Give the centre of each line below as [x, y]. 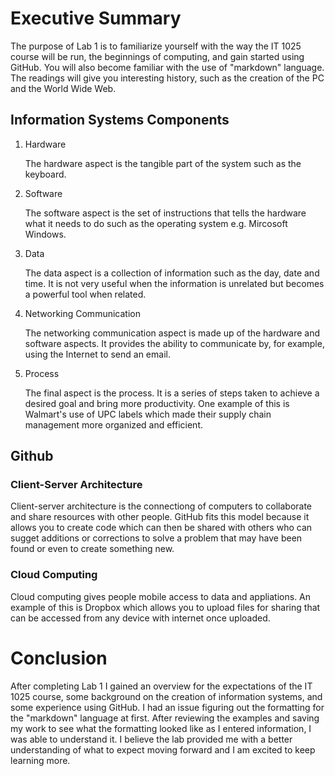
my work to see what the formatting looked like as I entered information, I [161, 728]
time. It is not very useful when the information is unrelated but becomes [174, 283]
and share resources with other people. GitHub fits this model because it [160, 517]
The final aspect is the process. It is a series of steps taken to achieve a [172, 393]
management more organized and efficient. [114, 424]
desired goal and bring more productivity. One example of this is [157, 403]
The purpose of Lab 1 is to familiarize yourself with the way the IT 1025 [156, 46]
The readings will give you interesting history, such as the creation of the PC [167, 78]
